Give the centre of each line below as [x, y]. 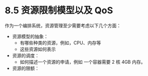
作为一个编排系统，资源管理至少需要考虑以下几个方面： [63, 26]
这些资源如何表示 [38, 49]
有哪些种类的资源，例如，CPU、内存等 [60, 43]
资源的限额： [26, 68]
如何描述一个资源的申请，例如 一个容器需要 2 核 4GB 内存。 [83, 62]
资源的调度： [26, 55]
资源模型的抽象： [30, 36]
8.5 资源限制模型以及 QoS [59, 10]
